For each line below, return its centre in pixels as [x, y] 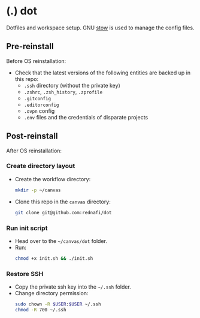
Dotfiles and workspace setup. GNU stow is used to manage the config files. [100, 28]
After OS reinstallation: [34, 151]
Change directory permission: [51, 293]
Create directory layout [41, 166]
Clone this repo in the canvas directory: [63, 202]
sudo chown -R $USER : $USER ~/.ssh [58, 304]
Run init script [27, 228]
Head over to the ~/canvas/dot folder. [61, 241]
